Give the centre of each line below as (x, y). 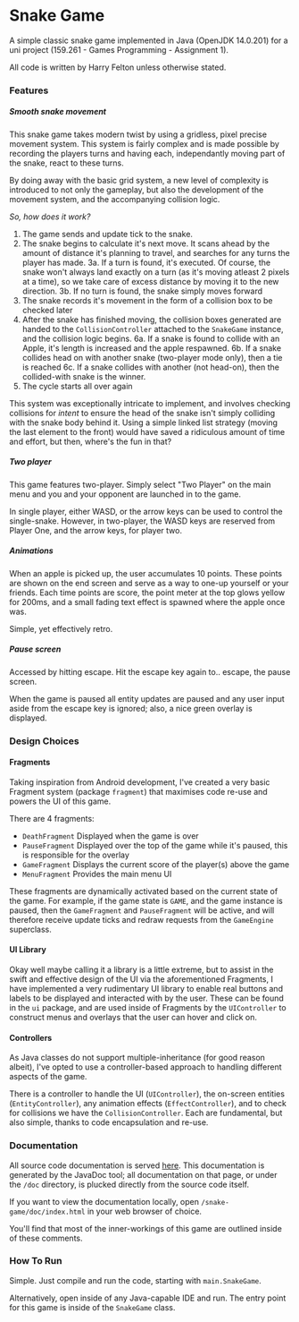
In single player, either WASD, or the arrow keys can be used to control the (146, 511)
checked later (47, 310)
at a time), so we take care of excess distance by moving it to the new (150, 281)
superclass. (30, 929)
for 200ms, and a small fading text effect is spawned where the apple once (147, 601)
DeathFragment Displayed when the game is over (110, 836)
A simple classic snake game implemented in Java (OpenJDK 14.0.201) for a (149, 40)
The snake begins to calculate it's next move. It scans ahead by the (146, 243)
